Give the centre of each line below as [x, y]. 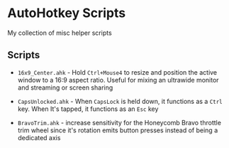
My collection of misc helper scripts [60, 33]
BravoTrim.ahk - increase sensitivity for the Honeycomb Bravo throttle [119, 122]
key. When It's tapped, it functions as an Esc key [88, 109]
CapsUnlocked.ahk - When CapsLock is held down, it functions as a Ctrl [120, 101]
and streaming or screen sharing [65, 88]
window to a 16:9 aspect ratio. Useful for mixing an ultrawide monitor [118, 80]
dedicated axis [39, 137]
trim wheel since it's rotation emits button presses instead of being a [118, 130]
